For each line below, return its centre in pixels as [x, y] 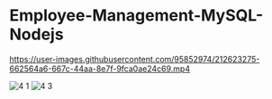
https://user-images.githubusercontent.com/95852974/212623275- [135, 59]
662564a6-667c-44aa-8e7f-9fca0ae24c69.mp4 [100, 69]
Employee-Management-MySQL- [136, 16]
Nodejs [37, 34]
